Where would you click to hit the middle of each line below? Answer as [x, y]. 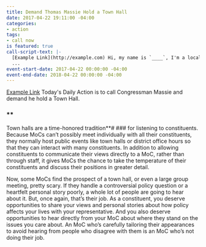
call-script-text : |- [34, 52]
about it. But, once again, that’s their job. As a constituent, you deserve [96, 198]
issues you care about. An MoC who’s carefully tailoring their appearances [101, 224]
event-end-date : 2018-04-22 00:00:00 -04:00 [64, 75]
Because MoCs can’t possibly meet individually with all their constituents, [99, 134]
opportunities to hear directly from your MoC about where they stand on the [102, 218]
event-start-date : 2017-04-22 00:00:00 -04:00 [67, 69]
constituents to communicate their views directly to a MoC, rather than [96, 154]
